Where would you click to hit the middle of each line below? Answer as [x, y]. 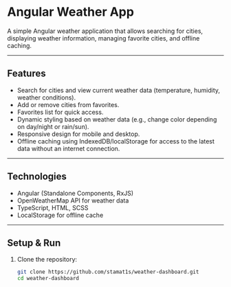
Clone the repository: [47, 260]
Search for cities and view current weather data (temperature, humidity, [119, 90]
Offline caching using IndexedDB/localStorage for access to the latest [116, 141]
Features [26, 74]
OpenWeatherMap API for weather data [73, 200]
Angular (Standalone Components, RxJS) [75, 193]
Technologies [37, 177]
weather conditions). [46, 97]
